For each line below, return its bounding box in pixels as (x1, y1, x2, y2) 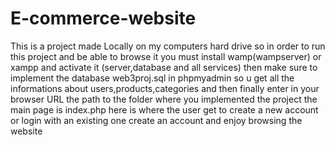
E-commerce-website (10, 7, 197, 30)
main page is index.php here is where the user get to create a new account (10, 103, 319, 116)
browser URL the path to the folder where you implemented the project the (10, 93, 318, 105)
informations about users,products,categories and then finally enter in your (10, 82, 320, 94)
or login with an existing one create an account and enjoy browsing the (10, 114, 303, 126)
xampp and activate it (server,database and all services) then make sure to (10, 61, 318, 73)
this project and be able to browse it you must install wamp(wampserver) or (10, 50, 322, 62)
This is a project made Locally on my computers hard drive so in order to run (10, 40, 326, 52)
